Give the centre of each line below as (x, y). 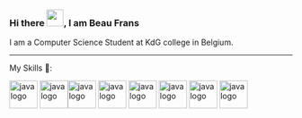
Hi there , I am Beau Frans (74, 22)
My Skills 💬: (31, 68)
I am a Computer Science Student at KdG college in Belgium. (121, 42)
